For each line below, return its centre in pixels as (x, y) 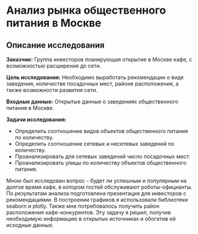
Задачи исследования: (36, 119)
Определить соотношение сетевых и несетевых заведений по (95, 144)
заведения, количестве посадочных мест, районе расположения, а (92, 84)
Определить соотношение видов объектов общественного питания (101, 131)
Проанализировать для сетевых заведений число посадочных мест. (102, 156)
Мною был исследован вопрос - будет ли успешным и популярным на (97, 181)
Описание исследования (55, 45)
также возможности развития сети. (52, 90)
